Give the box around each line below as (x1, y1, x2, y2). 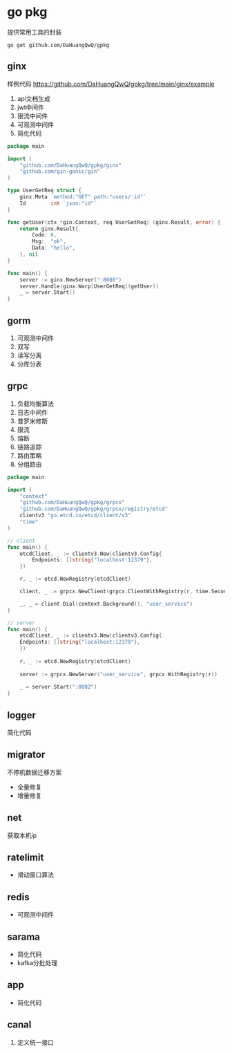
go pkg (7, 4, 48, 20)
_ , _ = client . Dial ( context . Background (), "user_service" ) (19, 600, 193, 607)
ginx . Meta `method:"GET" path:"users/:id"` (19, 194, 147, 201)
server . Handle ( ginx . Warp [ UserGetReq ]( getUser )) (19, 283, 159, 290)
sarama (7, 931, 40, 942)
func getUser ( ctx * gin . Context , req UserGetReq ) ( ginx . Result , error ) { (7, 218, 221, 225)
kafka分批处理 (17, 959, 58, 967)
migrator (7, 749, 46, 761)
